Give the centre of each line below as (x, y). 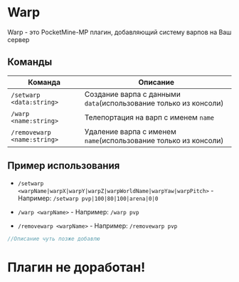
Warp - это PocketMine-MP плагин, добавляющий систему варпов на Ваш (119, 32)
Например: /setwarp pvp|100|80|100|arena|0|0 (88, 198)
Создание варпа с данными (133, 94)
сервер (18, 39)
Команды (30, 62)
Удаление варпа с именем (130, 131)
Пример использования (64, 166)
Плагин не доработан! (76, 267)
